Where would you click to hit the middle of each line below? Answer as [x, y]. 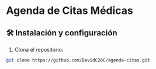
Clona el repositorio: [39, 50]
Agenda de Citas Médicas [70, 11]
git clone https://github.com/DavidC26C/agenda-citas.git [78, 60]
